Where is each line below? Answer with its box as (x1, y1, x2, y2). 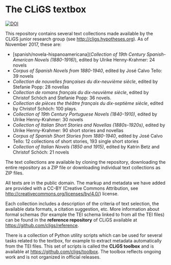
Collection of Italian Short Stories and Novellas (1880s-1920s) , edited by (12, 122, 165, 128)
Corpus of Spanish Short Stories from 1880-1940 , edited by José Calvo (12, 132, 163, 139)
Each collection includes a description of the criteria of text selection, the (5, 201, 159, 207)
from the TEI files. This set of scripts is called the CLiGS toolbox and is (5, 243, 154, 249)
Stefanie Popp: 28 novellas (12, 83, 69, 90)
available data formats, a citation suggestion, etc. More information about (5, 206, 160, 212)
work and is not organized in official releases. (5, 254, 101, 260)
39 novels (12, 73, 34, 79)
